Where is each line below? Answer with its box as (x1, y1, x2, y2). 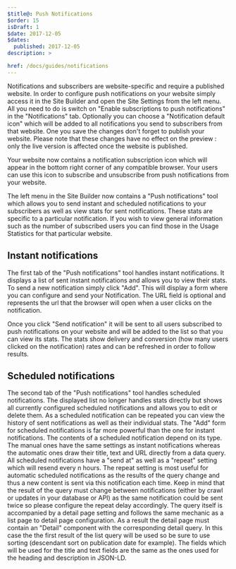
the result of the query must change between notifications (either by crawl (7, 486, 223, 495)
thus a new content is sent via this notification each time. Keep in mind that (7, 479, 225, 487)
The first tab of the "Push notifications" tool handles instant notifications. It (7, 268, 225, 277)
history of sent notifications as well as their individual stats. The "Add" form (7, 419, 226, 427)
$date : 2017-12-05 (7, 30, 61, 37)
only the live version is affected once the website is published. (7, 142, 188, 150)
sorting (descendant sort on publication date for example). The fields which (7, 539, 227, 547)
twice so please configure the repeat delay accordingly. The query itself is (7, 501, 223, 510)
